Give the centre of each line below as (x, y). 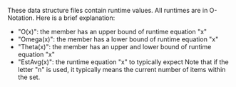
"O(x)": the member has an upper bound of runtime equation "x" (112, 32)
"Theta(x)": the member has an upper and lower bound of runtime (114, 47)
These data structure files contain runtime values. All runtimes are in (108, 10)
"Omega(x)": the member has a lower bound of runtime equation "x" (118, 39)
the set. (29, 77)
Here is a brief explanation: (76, 18)
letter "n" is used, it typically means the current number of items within (122, 70)
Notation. (21, 18)
